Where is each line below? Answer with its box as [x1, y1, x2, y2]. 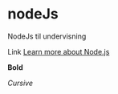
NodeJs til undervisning [7, 31, 87, 41]
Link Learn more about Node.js [7, 47, 110, 56]
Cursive [7, 78, 34, 88]
